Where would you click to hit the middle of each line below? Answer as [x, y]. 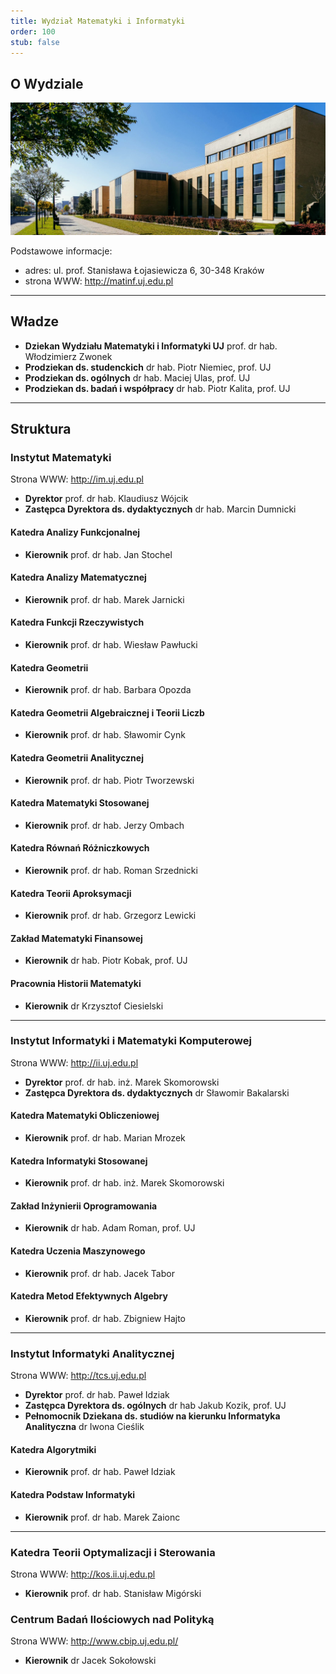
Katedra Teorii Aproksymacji [71, 893]
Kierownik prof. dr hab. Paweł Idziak [100, 1472]
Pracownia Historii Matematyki [76, 983]
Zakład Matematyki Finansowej [76, 938]
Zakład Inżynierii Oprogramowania [84, 1206]
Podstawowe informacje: [61, 251]
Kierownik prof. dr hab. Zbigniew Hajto [105, 1318]
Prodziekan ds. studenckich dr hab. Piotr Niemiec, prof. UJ [148, 367]
